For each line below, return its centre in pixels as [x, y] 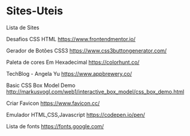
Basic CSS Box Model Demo [41, 85]
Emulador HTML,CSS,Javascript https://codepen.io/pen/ [76, 115]
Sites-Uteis [35, 11]
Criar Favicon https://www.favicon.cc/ [53, 103]
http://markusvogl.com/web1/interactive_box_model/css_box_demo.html [95, 91]
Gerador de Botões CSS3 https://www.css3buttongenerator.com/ [87, 50]
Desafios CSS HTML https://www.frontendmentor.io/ [71, 39]
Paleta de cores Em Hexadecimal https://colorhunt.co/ [73, 62]
